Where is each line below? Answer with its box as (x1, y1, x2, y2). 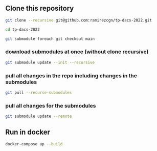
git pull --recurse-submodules (5, 90, 72, 95)
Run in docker (5, 128, 50, 137)
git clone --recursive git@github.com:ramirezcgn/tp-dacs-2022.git (5, 17, 152, 23)
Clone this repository (5, 4, 74, 13)
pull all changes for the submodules (5, 102, 96, 109)
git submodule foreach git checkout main (5, 36, 95, 41)
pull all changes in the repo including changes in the (5, 72, 137, 79)
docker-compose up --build (5, 141, 63, 146)
